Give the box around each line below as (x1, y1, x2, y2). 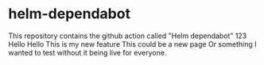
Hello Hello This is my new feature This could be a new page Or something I (8, 39, 257, 48)
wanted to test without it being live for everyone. (8, 48, 167, 57)
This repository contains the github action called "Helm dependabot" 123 (8, 31, 247, 40)
